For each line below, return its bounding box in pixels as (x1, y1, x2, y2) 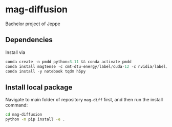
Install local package (5, 83, 73, 92)
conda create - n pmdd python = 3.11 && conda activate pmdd (5, 59, 132, 64)
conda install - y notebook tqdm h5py (5, 68, 86, 74)
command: (5, 102, 28, 108)
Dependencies (5, 35, 53, 44)
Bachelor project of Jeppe (5, 21, 60, 27)
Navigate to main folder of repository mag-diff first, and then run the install (5, 97, 163, 103)
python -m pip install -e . (5, 117, 66, 122)
